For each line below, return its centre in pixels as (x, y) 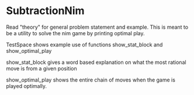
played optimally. (27, 86)
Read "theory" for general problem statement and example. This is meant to (97, 27)
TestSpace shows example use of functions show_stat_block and (84, 45)
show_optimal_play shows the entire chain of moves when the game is (91, 80)
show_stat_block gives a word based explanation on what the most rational (96, 62)
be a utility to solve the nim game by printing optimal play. (75, 33)
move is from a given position (41, 68)
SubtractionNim (45, 11)
